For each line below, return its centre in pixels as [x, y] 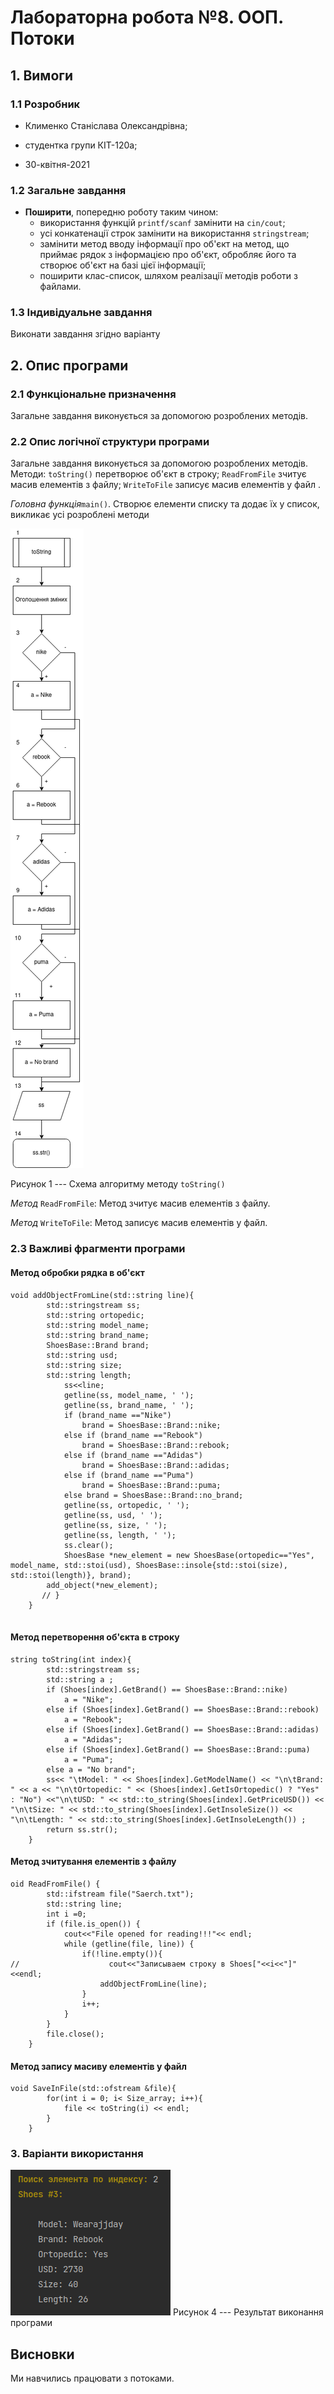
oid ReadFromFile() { [55, 1884]
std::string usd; [82, 1355]
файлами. [60, 287]
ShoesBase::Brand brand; [98, 1345]
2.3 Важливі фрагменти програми [98, 1249]
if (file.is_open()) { [93, 1924]
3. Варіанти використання [77, 2154]
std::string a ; [80, 1679]
